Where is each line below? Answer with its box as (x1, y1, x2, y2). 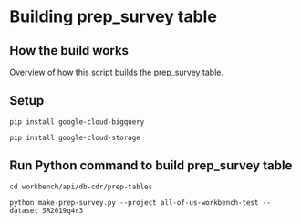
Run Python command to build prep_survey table (9, 158, 293, 174)
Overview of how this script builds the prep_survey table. (9, 66, 224, 77)
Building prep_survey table (9, 6, 217, 27)
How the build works (9, 43, 130, 58)
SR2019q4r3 (42, 206, 84, 215)
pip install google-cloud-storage (9, 133, 141, 142)
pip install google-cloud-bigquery (9, 117, 145, 127)
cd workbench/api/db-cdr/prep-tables (9, 182, 153, 191)
